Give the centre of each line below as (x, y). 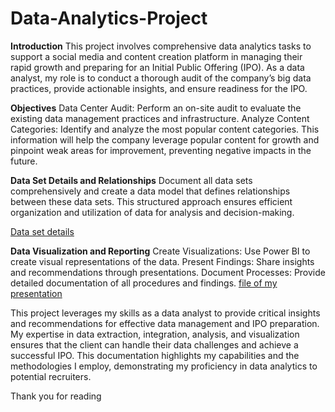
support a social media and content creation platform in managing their (156, 56)
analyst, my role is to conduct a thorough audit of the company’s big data (161, 78)
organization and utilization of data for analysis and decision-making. (152, 212)
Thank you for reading (56, 396)
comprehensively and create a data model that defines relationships (150, 191)
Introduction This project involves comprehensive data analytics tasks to (161, 46)
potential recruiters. (51, 376)
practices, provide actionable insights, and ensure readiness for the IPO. (159, 88)
